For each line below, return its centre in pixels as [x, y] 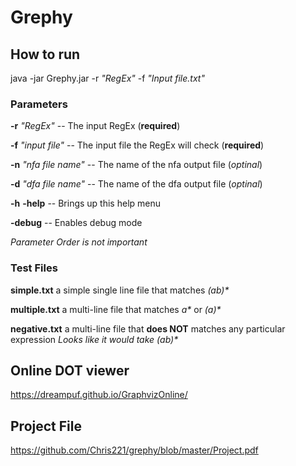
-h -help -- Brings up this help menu [86, 203]
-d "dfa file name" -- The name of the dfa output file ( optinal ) [136, 184]
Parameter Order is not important [79, 242]
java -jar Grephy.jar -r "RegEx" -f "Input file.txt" [107, 78]
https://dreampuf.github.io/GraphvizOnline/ [99, 395]
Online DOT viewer [70, 370]
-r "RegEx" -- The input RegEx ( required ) [95, 126]
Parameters [39, 104]
